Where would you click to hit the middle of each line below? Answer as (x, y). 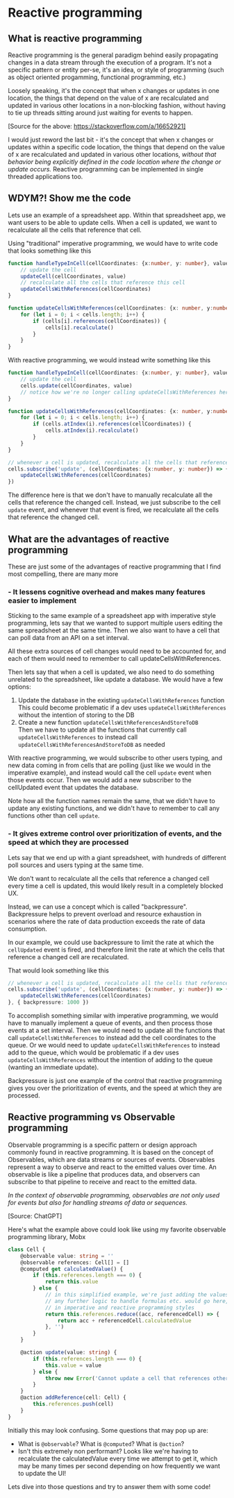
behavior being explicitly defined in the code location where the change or (115, 162)
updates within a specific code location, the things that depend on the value (116, 147)
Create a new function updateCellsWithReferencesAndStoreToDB (108, 723)
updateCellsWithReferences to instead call (78, 737)
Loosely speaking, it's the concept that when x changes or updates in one (114, 91)
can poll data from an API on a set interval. (69, 638)
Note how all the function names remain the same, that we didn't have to (112, 801)
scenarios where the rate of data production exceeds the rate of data (107, 921)
